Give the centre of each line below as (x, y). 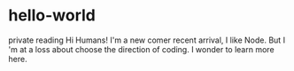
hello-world (52, 16)
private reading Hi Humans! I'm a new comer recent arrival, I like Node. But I (147, 40)
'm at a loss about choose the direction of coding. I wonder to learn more (142, 49)
